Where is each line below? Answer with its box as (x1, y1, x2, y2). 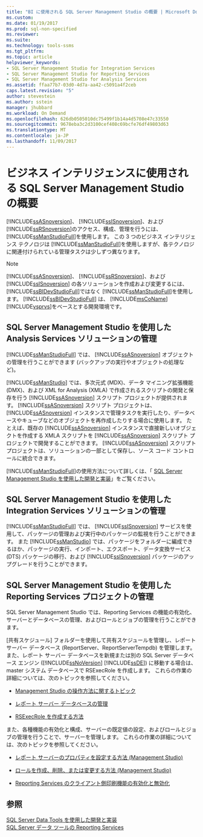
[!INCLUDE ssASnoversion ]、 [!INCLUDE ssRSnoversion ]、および (6, 272, 166, 280)
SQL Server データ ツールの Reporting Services (6, 824, 124, 831)
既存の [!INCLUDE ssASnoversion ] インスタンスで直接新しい (27, 424, 176, 432)
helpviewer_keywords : (6, 59, 61, 65)
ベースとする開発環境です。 (57, 303, 125, 310)
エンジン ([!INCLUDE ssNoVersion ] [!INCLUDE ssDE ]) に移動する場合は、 (18, 659, 196, 666)
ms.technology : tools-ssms (6, 43, 74, 49)
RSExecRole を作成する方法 (14, 713, 84, 720)
